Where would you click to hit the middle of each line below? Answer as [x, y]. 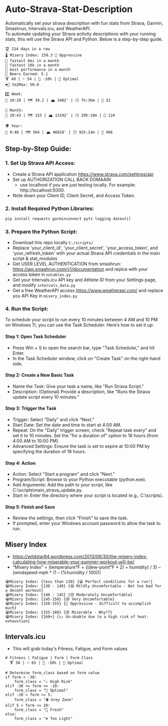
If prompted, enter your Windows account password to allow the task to [87, 523]
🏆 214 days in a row [28, 49]
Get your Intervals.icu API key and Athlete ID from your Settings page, [85, 280]
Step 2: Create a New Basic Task [40, 375]
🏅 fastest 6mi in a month [32, 61]
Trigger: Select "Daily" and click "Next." [53, 419]
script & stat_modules [35, 259]
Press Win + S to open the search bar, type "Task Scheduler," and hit [83, 347]
